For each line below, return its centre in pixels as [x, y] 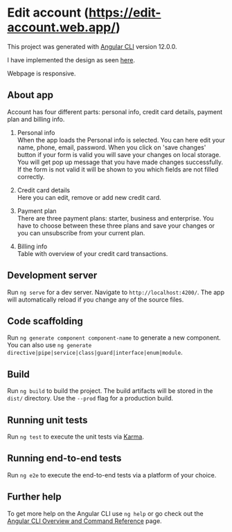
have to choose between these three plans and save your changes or [116, 226]
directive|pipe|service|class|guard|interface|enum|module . [95, 352]
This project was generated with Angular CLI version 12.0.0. [92, 46]
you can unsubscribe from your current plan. [81, 232]
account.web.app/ [62, 27]
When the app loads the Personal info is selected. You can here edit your [121, 140]
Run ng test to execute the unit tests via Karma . [75, 437]
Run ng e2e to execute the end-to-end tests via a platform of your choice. [112, 475]
